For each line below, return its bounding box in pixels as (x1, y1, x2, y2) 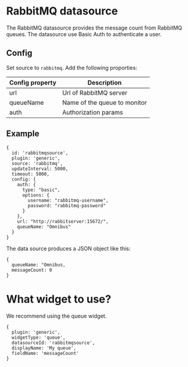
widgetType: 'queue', (11, 334, 66, 340)
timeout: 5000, (11, 171, 50, 177)
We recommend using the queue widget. (6, 312, 107, 319)
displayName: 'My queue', (11, 345, 77, 351)
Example (6, 128, 40, 139)
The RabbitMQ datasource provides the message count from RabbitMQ (6, 24, 183, 31)
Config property (9, 78, 57, 87)
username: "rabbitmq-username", (28, 197, 109, 203)
